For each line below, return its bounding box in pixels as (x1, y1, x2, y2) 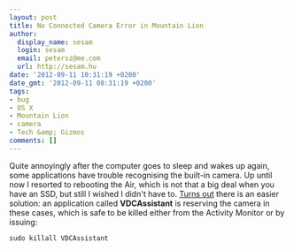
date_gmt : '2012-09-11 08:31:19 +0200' (9, 79, 157, 87)
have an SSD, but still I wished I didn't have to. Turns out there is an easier (9, 188, 280, 199)
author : (9, 29, 38, 38)
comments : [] (9, 136, 58, 145)
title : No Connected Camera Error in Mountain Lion (9, 21, 204, 30)
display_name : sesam (17, 37, 93, 47)
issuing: (9, 216, 38, 227)
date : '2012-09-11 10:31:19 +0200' (9, 71, 141, 80)
